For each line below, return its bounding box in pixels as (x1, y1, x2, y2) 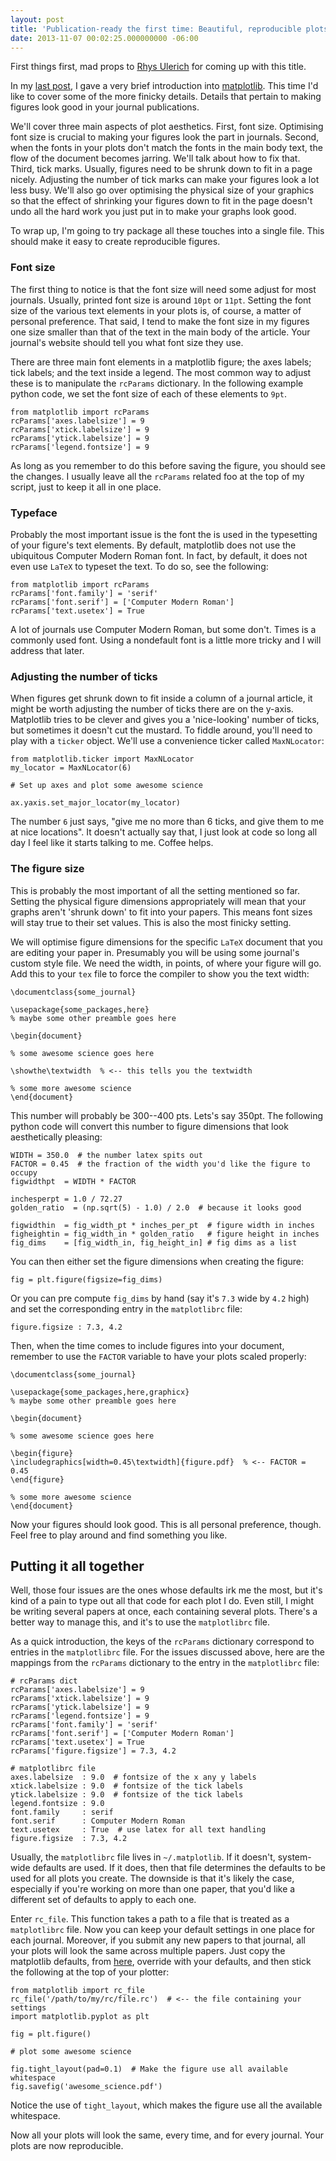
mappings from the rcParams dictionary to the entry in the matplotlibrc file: (10, 1657, 320, 1669)
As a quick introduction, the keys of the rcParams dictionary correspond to (10, 1636, 315, 1648)
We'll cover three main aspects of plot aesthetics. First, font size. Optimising (10, 121, 324, 133)
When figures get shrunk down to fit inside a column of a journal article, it (10, 692, 313, 705)
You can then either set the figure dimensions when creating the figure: (10, 1255, 304, 1267)
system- (277, 1851, 312, 1863)
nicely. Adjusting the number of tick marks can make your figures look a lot (10, 174, 320, 186)
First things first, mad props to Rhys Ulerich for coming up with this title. (10, 61, 307, 73)
